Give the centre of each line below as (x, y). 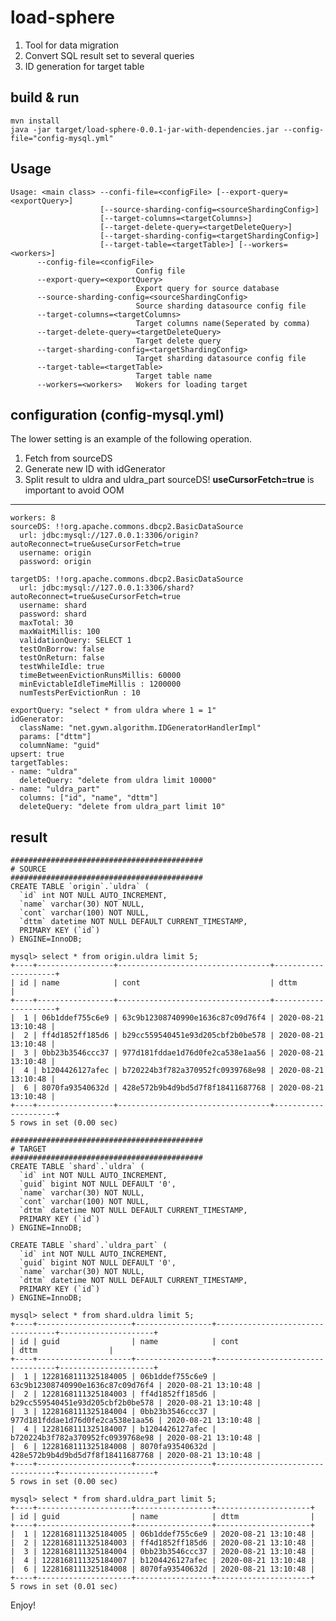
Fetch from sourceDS (68, 458)
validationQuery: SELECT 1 (75, 641)
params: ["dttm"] (55, 737)
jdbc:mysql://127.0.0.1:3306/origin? (120, 536)
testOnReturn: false (62, 658)
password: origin (55, 562)
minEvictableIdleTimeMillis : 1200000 (100, 684)
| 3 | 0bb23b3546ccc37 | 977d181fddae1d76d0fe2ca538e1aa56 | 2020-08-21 (167, 1053)
